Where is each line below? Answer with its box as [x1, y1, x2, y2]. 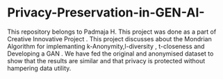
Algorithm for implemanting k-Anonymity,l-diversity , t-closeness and [7, 42, 205, 50]
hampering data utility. [7, 64, 72, 72]
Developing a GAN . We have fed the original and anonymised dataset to [7, 49, 214, 58]
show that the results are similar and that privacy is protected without [7, 56, 206, 65]
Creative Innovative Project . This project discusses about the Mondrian [7, 34, 212, 43]
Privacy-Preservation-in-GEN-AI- [7, 5, 205, 21]
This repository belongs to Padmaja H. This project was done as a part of [7, 27, 217, 36]
